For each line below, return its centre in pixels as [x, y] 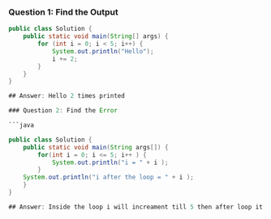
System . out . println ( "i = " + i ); [110, 162]
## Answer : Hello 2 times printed [67, 96]
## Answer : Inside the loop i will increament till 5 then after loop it [136, 207]
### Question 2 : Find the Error [63, 111]
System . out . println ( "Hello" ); [103, 51]
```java [22, 125]
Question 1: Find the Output [64, 12]
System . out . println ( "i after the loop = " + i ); [109, 177]
